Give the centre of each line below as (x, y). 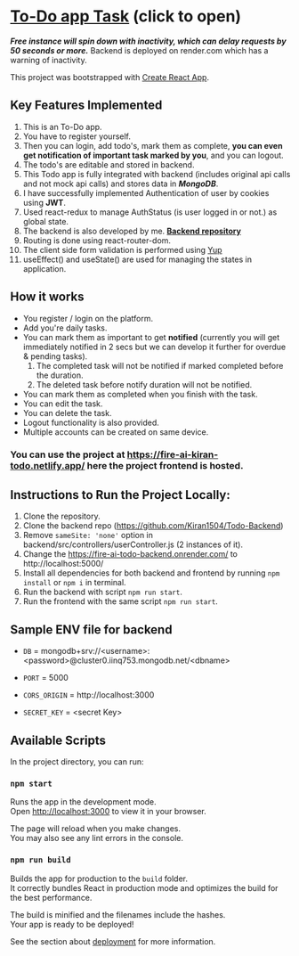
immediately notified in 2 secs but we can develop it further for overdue (154, 347)
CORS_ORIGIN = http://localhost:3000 (89, 695)
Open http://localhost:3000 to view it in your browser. (109, 812)
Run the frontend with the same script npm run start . (121, 601)
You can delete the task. (67, 413)
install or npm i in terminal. (75, 583)
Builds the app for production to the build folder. (99, 878)
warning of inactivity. (48, 60)
